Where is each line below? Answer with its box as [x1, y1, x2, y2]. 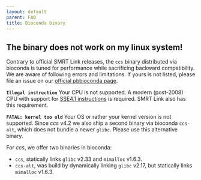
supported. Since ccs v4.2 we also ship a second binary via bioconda [6, 119, 178, 127]
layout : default [6, 8, 47, 15]
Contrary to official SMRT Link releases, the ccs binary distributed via [6, 58, 177, 65]
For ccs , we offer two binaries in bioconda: [6, 144, 112, 151]
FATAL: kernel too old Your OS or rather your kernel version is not [6, 113, 172, 121]
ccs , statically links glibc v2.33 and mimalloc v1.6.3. [14, 155, 143, 163]
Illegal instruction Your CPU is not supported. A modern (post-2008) [6, 89, 184, 96]
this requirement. [6, 101, 49, 109]
